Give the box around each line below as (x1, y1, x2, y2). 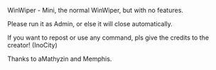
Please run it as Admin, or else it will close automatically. (7, 20, 173, 28)
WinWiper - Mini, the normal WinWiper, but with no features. (7, 6, 183, 14)
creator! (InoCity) (7, 41, 58, 49)
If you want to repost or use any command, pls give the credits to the (7, 33, 210, 42)
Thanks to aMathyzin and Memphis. (7, 54, 112, 63)
